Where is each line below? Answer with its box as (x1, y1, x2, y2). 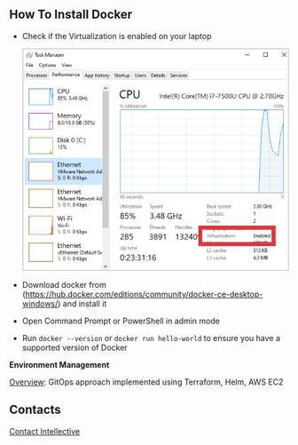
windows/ (21, 298, 59, 309)
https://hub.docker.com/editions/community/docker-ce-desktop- (25, 289, 263, 299)
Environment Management (9, 359, 110, 370)
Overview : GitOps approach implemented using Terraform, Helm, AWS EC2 (9, 377, 284, 387)
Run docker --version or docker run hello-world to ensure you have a (21, 332, 281, 343)
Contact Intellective (9, 425, 81, 436)
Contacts (9, 402, 62, 417)
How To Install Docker (9, 7, 133, 22)
